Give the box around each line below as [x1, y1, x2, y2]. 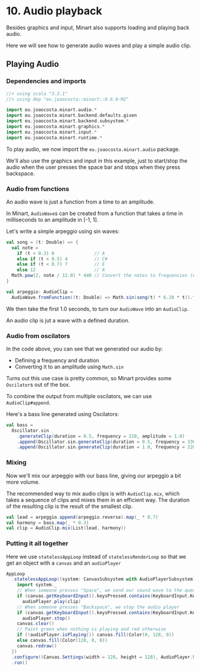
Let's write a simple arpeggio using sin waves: [6, 227, 120, 235]
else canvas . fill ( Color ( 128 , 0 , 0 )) [17, 638, 108, 644]
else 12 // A [17, 267, 105, 273]
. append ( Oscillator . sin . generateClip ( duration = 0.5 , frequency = [17, 439, 185, 445]
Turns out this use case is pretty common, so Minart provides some [6, 374, 171, 381]
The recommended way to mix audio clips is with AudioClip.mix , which [6, 490, 180, 497]
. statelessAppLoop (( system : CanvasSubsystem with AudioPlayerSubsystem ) [11, 576, 196, 583]
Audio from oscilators [6, 331, 70, 340]
